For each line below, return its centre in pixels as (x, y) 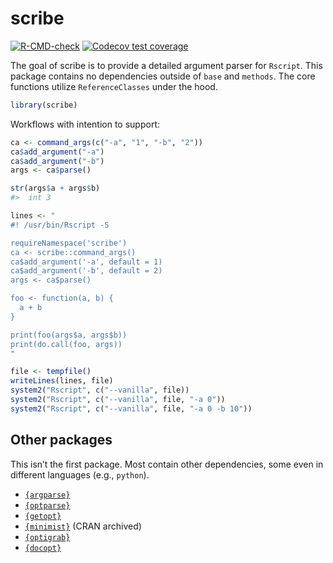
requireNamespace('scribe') (69, 243)
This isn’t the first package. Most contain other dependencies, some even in (167, 464)
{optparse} (47, 505)
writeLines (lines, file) (62, 381)
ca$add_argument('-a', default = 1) (86, 262)
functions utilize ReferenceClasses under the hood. (114, 86)
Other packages (61, 440)
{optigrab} (47, 537)
